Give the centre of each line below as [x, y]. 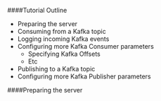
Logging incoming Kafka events [63, 39]
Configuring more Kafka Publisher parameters [84, 76]
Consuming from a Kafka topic [62, 31]
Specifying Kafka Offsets [64, 54]
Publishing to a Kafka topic [56, 69]
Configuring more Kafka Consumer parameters [86, 46]
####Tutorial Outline [37, 10]
